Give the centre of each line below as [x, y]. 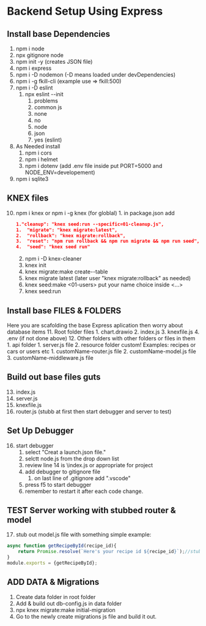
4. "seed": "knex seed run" [53, 247]
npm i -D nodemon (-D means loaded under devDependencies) [96, 74]
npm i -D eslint [34, 88]
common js [48, 107]
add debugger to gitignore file [62, 471]
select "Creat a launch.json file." [65, 452]
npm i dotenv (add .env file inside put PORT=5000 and [94, 166]
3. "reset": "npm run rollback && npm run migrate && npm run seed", [108, 241]
